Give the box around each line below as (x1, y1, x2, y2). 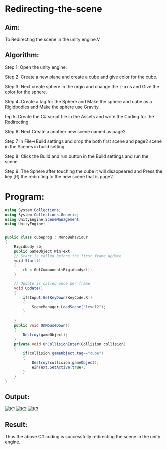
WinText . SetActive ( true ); (31, 365, 86, 370)
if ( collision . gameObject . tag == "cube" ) (23, 351, 104, 356)
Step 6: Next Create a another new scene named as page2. (5, 128, 127, 134)
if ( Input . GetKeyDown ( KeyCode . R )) (23, 295, 93, 300)
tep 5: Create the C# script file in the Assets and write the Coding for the (5, 113, 154, 119)
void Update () (14, 286, 43, 291)
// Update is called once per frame (14, 281, 91, 286)
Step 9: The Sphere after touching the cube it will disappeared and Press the (5, 168, 163, 174)
